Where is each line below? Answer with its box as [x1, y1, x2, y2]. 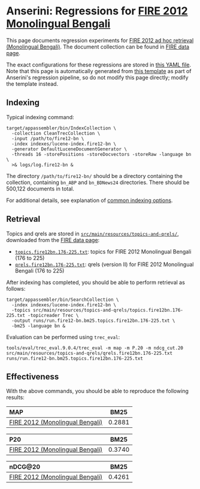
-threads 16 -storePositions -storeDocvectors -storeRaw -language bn [11, 151, 192, 157]
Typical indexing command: [6, 113, 74, 120]
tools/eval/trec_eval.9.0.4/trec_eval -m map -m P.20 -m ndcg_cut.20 [6, 345, 184, 351]
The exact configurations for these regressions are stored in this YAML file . [6, 61, 192, 68]
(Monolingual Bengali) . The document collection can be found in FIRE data [6, 43, 190, 50]
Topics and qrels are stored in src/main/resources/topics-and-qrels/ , [6, 230, 180, 237]
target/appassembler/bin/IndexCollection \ [6, 125, 117, 131]
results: [6, 394, 25, 401]
